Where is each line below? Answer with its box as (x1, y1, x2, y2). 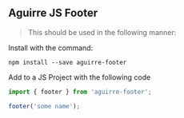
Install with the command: (8, 43, 94, 53)
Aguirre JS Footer (8, 6, 98, 20)
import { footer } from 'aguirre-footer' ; (8, 88, 152, 96)
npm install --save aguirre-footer (8, 58, 127, 66)
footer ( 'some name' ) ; (8, 102, 81, 110)
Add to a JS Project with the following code (8, 72, 151, 82)
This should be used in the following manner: (27, 27, 177, 37)
